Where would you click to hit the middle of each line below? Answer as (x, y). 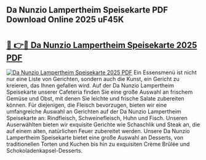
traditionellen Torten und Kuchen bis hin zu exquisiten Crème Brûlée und (98, 144)
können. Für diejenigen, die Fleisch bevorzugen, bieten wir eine (87, 105)
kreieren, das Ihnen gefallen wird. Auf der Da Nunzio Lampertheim (90, 86)
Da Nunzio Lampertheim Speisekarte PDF (87, 10)
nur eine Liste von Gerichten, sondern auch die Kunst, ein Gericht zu (93, 79)
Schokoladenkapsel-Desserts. (45, 150)
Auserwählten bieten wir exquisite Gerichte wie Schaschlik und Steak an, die (103, 124)
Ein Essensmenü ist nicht (165, 72)
